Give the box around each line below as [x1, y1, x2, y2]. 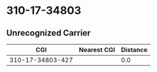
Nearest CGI [79, 46, 115, 54]
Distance [121, 46, 148, 54]
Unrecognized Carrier [6, 28, 91, 38]
